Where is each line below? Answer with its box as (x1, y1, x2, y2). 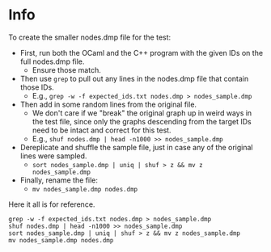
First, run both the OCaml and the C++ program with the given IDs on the (19, 48, 264, 57)
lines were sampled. (19, 151, 87, 161)
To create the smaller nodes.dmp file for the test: (8, 32, 171, 42)
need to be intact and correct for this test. (32, 125, 171, 135)
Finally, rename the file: (19, 175, 99, 185)
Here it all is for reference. (8, 199, 95, 209)
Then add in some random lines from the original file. (19, 99, 197, 109)
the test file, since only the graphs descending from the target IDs (32, 116, 252, 126)
